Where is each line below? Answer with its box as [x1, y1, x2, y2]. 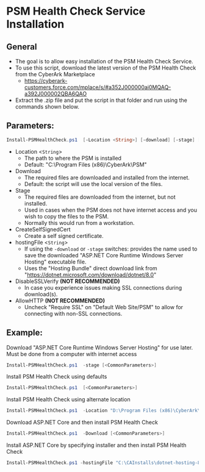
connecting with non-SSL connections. [24, 310, 123, 317]
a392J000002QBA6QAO [24, 90, 87, 97]
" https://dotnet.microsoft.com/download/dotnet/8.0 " [24, 271, 157, 278]
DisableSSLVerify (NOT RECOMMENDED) [15, 277, 120, 285]
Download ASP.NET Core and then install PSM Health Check [6, 419, 159, 426]
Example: [6, 327, 43, 338]
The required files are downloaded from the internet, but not [24, 193, 176, 201]
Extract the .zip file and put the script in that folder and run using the [15, 96, 187, 104]
